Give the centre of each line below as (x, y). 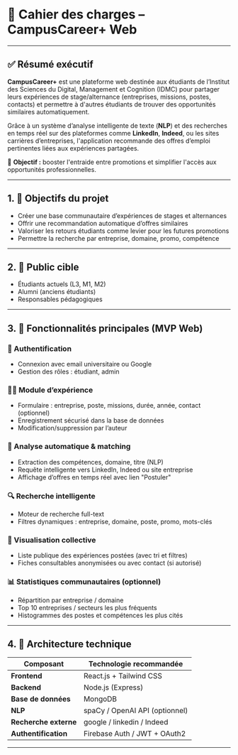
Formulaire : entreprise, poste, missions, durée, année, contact (109, 406)
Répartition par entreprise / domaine (70, 600)
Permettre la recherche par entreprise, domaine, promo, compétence (118, 238)
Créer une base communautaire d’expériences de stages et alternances (122, 215)
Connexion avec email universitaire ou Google (85, 364)
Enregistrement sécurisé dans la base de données (91, 420)
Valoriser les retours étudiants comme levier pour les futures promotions (123, 231)
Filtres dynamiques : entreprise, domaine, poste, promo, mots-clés (115, 521)
